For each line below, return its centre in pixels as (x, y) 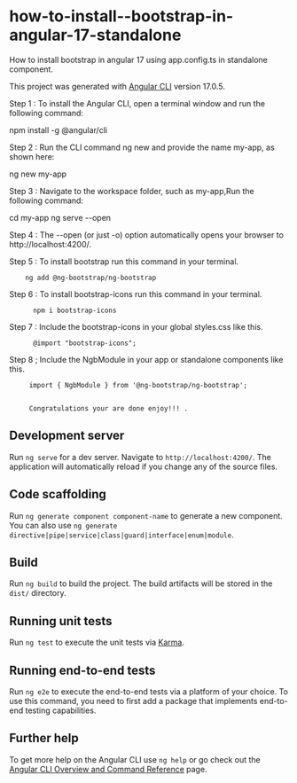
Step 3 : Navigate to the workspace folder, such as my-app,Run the (132, 191)
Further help (44, 738)
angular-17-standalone (95, 35)
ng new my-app (38, 174)
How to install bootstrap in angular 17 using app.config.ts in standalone (138, 59)
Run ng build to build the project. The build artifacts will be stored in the (141, 583)
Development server (67, 436)
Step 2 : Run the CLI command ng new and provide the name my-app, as (142, 147)
